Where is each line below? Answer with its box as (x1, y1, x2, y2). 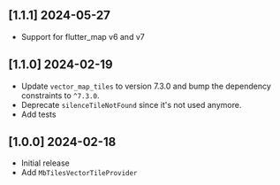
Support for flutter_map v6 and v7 (20, 31, 145, 42)
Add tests (20, 109, 57, 119)
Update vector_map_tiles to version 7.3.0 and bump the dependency (20, 81, 271, 91)
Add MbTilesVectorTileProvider (20, 167, 138, 178)
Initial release (20, 158, 70, 168)
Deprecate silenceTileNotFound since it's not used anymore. (20, 99, 242, 110)
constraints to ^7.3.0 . (20, 89, 100, 101)
